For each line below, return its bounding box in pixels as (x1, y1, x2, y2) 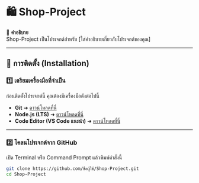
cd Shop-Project (6, 171, 46, 177)
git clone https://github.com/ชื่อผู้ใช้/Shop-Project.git (6, 165, 139, 172)
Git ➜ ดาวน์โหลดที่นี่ (14, 104, 57, 111)
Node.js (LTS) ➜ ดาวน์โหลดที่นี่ (14, 110, 84, 117)
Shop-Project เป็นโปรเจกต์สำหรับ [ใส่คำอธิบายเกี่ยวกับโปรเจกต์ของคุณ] (6, 35, 151, 43)
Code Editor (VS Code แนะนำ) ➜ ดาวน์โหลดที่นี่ (14, 117, 120, 125)
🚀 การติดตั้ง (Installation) (6, 58, 90, 68)
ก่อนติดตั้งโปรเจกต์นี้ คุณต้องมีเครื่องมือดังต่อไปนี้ (6, 92, 99, 99)
